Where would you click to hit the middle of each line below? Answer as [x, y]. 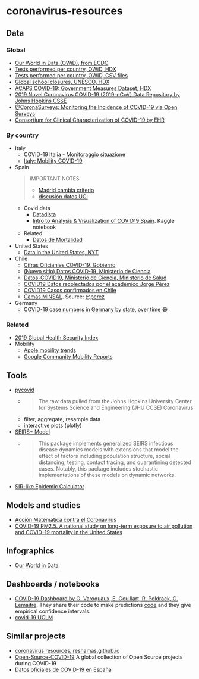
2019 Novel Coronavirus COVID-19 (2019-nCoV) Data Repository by [97, 94]
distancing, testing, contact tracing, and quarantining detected [115, 462]
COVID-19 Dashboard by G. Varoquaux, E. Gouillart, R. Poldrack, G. [97, 598]
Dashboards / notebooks [53, 584]
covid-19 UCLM [34, 617]
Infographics [30, 551]
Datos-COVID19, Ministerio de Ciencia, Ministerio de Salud [95, 278]
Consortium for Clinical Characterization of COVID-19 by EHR [90, 120]
